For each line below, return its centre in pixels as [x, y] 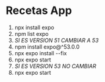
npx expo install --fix [41, 53]
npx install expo [34, 27]
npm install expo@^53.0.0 [47, 47]
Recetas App [39, 11]
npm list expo [31, 33]
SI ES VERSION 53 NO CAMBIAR [55, 66]
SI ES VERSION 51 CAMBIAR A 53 [56, 40]
